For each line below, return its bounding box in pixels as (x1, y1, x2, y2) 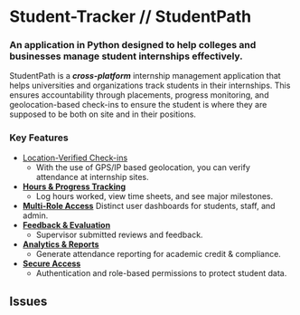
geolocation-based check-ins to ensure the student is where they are (9, 100, 267, 110)
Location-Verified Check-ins (22, 152, 128, 163)
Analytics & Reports (22, 238, 99, 250)
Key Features (9, 131, 70, 144)
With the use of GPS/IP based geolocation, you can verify (35, 161, 251, 173)
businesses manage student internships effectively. (9, 50, 244, 62)
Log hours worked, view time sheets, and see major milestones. (35, 190, 274, 201)
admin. (22, 210, 49, 221)
